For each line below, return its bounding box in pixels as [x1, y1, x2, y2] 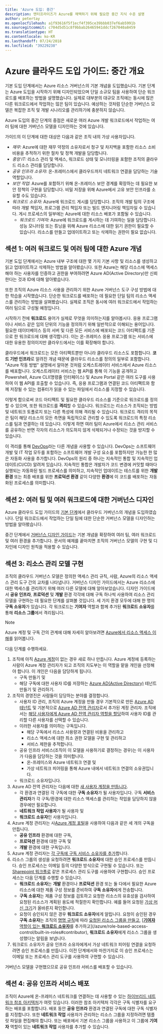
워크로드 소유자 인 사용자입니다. [19, 814, 78, 820]
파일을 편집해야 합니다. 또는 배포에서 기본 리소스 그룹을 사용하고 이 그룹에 [10, 1017, 149, 1023]
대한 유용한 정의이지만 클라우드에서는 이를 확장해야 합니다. [5, 339, 115, 345]
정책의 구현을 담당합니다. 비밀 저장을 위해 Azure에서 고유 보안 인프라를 [17, 186, 151, 192]
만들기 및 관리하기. [19, 687, 55, 692]
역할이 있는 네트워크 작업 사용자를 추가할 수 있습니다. [10, 1023, 110, 1030]
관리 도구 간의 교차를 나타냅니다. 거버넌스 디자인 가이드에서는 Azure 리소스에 [10, 579, 155, 585]
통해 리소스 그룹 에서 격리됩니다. [5, 610, 65, 615]
